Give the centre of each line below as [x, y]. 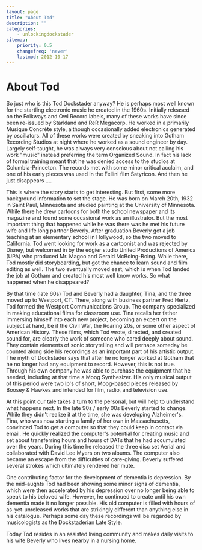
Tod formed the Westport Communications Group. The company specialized [101, 306]
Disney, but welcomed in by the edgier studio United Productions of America [101, 250]
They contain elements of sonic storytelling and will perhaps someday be [97, 345]
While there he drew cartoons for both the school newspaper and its [91, 211]
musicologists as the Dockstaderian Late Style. [64, 522]
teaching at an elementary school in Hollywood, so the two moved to [91, 237]
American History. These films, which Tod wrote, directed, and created [94, 332]
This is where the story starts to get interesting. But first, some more [91, 192]
